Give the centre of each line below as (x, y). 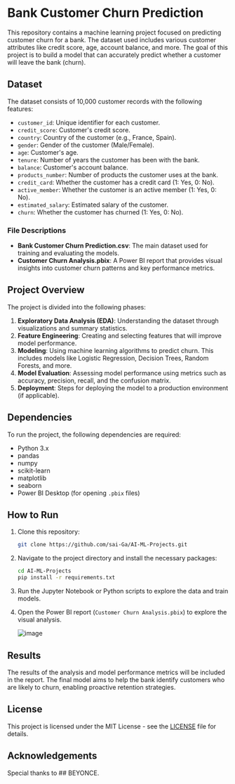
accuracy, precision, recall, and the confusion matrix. (94, 380)
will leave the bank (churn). (47, 62)
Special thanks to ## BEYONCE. (53, 773)
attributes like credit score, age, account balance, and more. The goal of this (117, 47)
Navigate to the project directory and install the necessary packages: (117, 558)
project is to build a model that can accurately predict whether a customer (114, 55)
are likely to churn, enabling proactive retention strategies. (92, 687)
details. (18, 733)
